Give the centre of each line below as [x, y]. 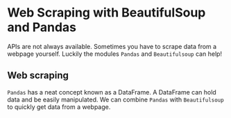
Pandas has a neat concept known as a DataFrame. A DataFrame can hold [112, 92]
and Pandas [42, 27]
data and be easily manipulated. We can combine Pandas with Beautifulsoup [115, 99]
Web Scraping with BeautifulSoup [106, 13]
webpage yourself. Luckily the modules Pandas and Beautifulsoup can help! [115, 54]
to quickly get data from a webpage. [59, 107]
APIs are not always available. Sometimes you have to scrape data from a [112, 46]
